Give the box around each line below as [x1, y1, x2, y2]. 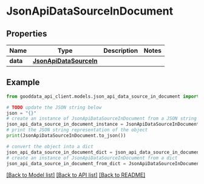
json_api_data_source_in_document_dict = [6, 149, 113, 155]
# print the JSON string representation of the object [6, 127, 148, 133]
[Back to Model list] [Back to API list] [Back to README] [6, 171, 146, 179]
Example [6, 77, 40, 87]
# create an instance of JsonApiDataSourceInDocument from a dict [6, 155, 178, 161]
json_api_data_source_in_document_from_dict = [6, 160, 126, 166]
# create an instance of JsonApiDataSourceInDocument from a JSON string [6, 115, 197, 122]
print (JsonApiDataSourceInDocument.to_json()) [6, 132, 126, 139]
